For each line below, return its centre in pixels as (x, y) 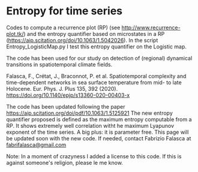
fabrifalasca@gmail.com (36, 145)
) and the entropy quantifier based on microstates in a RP (94, 33)
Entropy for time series (64, 11)
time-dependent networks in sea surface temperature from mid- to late (94, 82)
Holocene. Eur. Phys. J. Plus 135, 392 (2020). (62, 88)
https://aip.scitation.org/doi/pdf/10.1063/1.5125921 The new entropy (89, 113)
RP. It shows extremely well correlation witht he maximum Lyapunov (90, 125)
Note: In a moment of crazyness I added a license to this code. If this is (94, 156)
